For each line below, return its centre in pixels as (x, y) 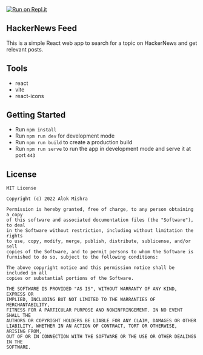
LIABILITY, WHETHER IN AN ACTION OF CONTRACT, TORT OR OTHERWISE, (92, 326)
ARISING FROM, (24, 331)
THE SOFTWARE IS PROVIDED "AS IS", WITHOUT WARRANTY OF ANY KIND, (92, 289)
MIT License (21, 188)
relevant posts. (25, 49)
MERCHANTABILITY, (28, 305)
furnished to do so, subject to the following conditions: (82, 257)
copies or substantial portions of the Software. (70, 279)
